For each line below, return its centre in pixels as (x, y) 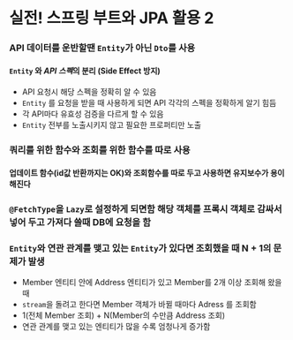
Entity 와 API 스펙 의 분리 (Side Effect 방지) (85, 71)
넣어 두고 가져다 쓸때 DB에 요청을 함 (80, 222)
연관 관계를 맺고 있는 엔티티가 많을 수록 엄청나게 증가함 (116, 327)
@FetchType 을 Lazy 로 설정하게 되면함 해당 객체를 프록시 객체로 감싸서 (146, 208)
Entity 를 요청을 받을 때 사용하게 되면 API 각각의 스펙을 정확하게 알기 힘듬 (149, 103)
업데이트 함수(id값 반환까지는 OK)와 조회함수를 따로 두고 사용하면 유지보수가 (139, 172)
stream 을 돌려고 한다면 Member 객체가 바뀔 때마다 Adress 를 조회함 (139, 305)
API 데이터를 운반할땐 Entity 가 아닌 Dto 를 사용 (102, 48)
